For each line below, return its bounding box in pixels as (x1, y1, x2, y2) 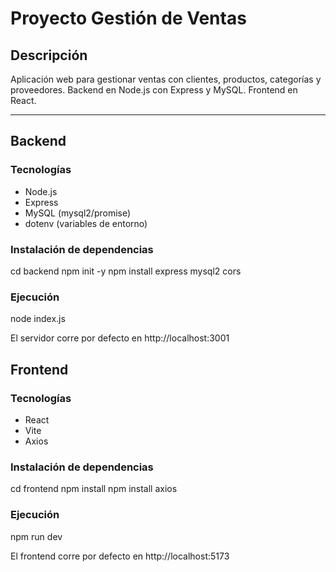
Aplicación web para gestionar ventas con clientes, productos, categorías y (10, 73, 322, 85)
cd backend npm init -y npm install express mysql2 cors (10, 265, 242, 277)
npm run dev (10, 530, 63, 542)
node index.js (10, 313, 66, 325)
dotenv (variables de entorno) (24, 217, 148, 229)
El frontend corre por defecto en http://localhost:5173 (10, 550, 230, 562)
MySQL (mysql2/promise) (24, 207, 132, 219)
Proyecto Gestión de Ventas (10, 7, 247, 30)
